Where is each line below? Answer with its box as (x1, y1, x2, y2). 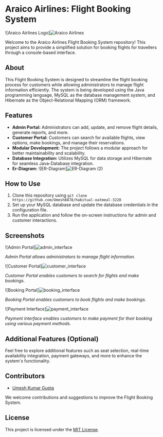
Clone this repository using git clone (12, 192, 88, 198)
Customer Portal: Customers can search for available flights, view (12, 135, 145, 140)
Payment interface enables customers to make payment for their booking (5, 315, 152, 321)
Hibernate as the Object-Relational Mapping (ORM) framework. (5, 97, 131, 103)
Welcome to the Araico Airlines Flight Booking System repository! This (5, 39, 146, 45)
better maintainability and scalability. (12, 150, 86, 156)
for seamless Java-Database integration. (12, 160, 94, 166)
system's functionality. (5, 358, 51, 364)
